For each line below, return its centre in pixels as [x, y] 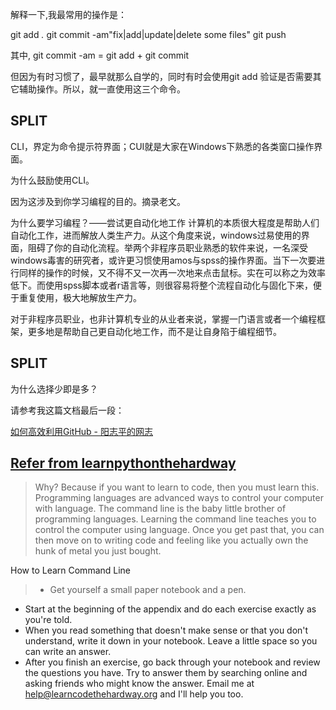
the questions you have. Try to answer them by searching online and [166, 673]
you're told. [48, 620]
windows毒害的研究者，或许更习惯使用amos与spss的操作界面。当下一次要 [163, 260]
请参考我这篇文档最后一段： [67, 410]
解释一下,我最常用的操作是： [69, 14]
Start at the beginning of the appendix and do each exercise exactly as [170, 609]
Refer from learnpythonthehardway [123, 463]
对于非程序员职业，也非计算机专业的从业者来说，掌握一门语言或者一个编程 [163, 319]
